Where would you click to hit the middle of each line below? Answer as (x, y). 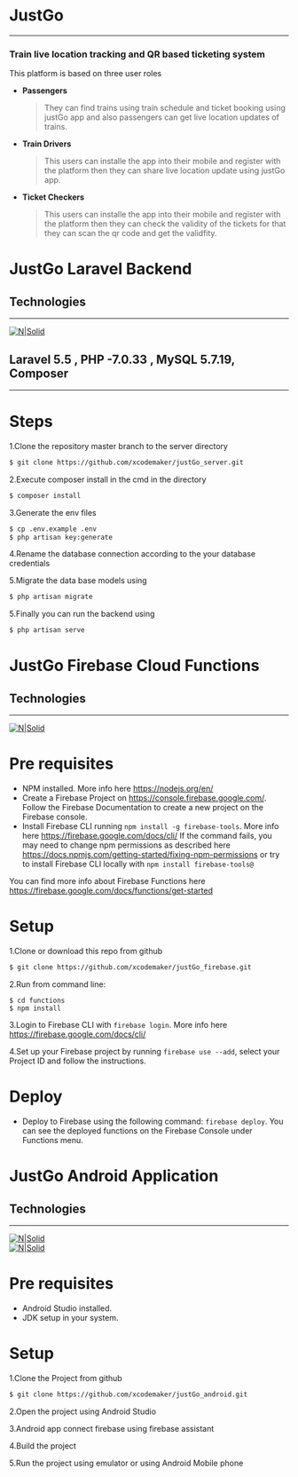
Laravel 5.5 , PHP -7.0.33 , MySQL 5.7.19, (122, 359)
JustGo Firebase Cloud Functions (134, 666)
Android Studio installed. (67, 1308)
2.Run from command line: (58, 984)
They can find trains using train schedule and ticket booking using (165, 108)
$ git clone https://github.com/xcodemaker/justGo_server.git (126, 462)
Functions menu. (53, 1140)
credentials (30, 564)
